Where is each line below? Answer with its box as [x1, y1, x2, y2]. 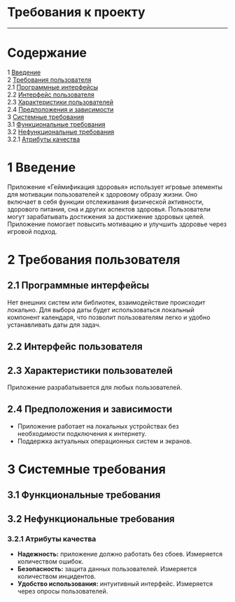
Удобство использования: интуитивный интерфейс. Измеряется [17, 580, 213, 588]
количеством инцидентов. [17, 572, 97, 581]
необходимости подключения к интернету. [17, 429, 147, 437]
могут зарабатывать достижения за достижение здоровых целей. [7, 212, 205, 220]
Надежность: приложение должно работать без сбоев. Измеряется [17, 550, 223, 559]
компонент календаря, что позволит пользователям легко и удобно [7, 313, 211, 321]
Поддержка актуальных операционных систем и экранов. [17, 437, 192, 445]
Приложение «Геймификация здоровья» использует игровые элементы [7, 183, 222, 191]
